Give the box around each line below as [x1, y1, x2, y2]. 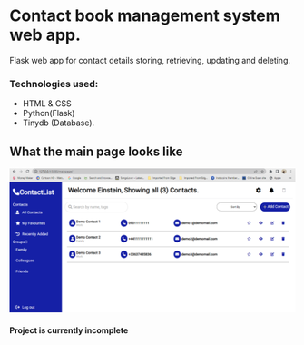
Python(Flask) [22, 108, 75, 119]
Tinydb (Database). [22, 117, 95, 128]
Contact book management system [9, 5, 281, 26]
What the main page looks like [9, 143, 183, 159]
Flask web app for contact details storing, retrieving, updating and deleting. [9, 54, 291, 65]
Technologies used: [9, 77, 99, 90]
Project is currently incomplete [9, 324, 129, 336]
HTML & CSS [22, 98, 72, 109]
